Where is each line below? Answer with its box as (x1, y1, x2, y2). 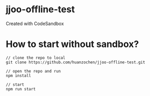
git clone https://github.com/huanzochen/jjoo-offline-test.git (6, 60, 145, 65)
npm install (6, 73, 31, 78)
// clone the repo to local (6, 55, 66, 60)
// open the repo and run (6, 68, 61, 74)
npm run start (6, 86, 36, 91)
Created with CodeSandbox (6, 20, 64, 27)
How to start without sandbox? (6, 38, 139, 50)
